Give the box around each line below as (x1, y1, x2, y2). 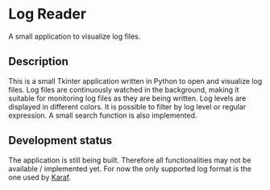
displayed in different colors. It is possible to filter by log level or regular (8, 101, 247, 111)
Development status (8, 134, 113, 147)
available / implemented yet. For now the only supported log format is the (8, 163, 252, 173)
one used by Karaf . (8, 172, 72, 182)
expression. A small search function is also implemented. (8, 110, 197, 120)
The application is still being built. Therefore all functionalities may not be (8, 155, 251, 165)
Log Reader (8, 5, 87, 23)
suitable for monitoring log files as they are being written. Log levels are (8, 93, 247, 103)
